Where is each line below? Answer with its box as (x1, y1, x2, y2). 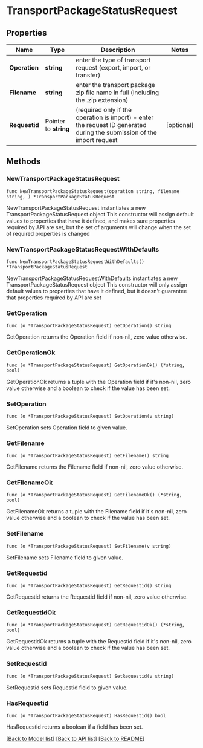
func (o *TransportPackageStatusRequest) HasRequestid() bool (6, 712, 166, 718)
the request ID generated (75, 121, 147, 129)
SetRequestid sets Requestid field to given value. (6, 684, 128, 691)
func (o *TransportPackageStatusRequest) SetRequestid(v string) (6, 673, 174, 679)
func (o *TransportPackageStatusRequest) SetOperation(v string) (6, 413, 174, 419)
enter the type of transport (75, 56, 151, 64)
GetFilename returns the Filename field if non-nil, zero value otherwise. (6, 463, 183, 470)
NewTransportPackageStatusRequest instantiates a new (6, 204, 146, 212)
